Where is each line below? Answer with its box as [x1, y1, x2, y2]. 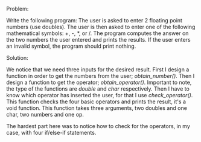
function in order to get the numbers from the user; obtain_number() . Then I [6, 73, 195, 79]
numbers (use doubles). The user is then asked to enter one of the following [6, 24, 196, 30]
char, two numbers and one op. [6, 111, 85, 118]
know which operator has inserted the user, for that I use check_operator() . [6, 92, 193, 98]
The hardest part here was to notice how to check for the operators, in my [6, 123, 190, 129]
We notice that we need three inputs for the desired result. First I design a [6, 66, 190, 73]
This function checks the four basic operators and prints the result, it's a [6, 98, 186, 105]
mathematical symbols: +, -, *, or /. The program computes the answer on [6, 30, 189, 37]
